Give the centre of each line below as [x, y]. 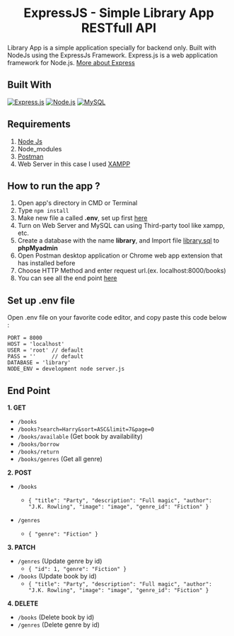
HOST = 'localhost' [36, 345]
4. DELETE [23, 603]
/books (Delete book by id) [56, 617]
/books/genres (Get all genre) [60, 459]
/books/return [38, 452]
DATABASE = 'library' [39, 363]
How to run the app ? [54, 186]
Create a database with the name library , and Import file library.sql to [118, 241]
